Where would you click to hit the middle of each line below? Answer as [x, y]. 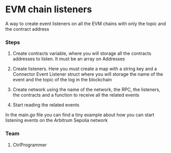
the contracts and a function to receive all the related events [76, 95]
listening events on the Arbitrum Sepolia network [57, 120]
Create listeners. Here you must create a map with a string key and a [85, 69]
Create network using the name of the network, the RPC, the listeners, [87, 90]
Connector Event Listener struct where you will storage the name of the [88, 74]
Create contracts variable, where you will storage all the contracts [82, 53]
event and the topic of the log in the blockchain [62, 80]
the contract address [27, 29]
